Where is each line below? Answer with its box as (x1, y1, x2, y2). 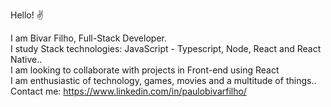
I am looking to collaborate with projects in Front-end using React (10, 64, 280, 76)
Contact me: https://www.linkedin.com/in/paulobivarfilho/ (10, 85, 247, 97)
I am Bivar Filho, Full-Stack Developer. (10, 32, 167, 44)
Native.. (10, 54, 43, 65)
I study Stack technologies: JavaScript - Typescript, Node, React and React (10, 43, 322, 54)
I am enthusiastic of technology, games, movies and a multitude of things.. (10, 75, 317, 86)
